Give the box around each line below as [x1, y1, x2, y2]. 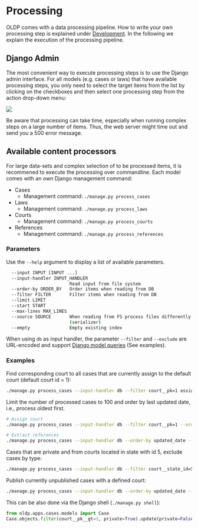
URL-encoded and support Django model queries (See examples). [6, 342, 167, 349]
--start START [11, 303, 46, 309]
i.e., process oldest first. [6, 404, 65, 412]
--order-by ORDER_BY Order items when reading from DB [11, 286, 154, 292]
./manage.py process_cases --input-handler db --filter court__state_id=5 [6, 466, 194, 472]
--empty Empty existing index [11, 325, 123, 331]
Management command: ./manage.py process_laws [23, 205, 148, 212]
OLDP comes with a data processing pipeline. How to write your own [6, 24, 173, 31]
